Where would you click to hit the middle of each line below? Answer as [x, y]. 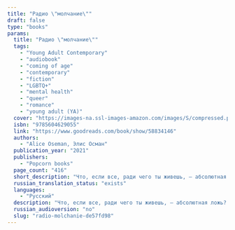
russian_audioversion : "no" [55, 210]
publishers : [31, 157]
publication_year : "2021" [51, 151]
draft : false [26, 20]
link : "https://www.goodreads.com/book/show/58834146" [95, 131]
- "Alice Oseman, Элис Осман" [64, 144]
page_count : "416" [41, 170]
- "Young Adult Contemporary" [64, 53]
